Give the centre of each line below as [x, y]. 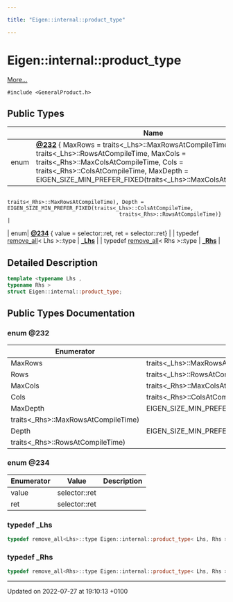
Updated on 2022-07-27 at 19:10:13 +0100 [68, 592]
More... [17, 79]
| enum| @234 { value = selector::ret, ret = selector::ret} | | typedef [103, 233]
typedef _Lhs [30, 525]
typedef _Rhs [30, 557]
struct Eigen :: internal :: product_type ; [65, 292]
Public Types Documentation [71, 314]
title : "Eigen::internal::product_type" [67, 19]
